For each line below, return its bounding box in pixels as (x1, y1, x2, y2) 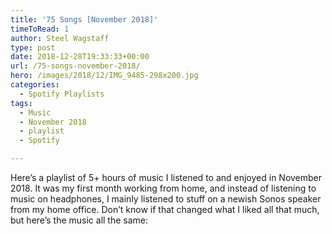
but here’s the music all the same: (10, 214, 149, 226)
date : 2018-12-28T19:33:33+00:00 (10, 52, 150, 62)
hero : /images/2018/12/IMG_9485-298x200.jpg (10, 71, 199, 81)
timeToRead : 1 (10, 24, 70, 34)
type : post (10, 42, 56, 53)
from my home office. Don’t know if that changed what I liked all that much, (10, 204, 320, 215)
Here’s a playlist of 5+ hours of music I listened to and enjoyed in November (10, 172, 323, 183)
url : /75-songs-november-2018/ (10, 61, 141, 71)
